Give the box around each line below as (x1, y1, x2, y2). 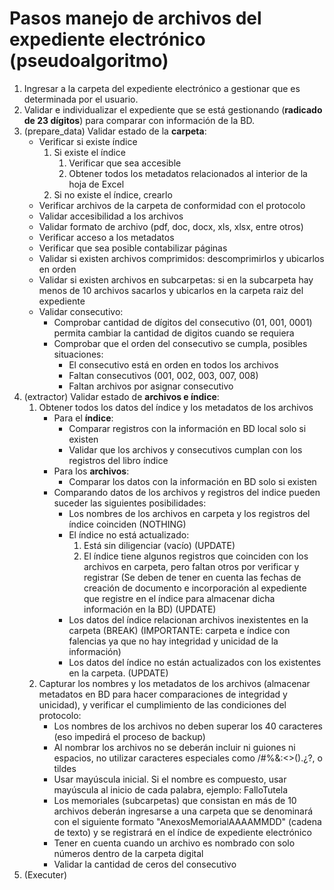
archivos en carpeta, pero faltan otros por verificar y (83, 560, 300, 572)
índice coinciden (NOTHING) (68, 518, 187, 530)
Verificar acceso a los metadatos (38, 231, 175, 243)
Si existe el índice (53, 146, 126, 158)
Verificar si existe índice (38, 135, 138, 147)
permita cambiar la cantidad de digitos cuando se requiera (53, 327, 295, 339)
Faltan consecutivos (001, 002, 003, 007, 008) (68, 369, 259, 381)
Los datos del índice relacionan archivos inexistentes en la (68, 613, 309, 626)
